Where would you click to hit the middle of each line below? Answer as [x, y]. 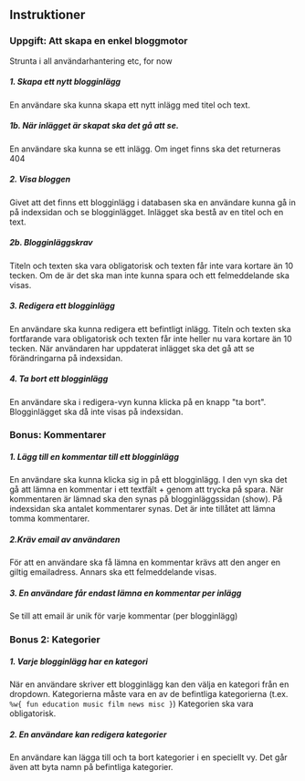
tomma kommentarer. [50, 518]
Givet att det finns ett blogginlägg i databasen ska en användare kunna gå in [153, 202]
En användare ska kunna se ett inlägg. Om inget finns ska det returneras [145, 149]
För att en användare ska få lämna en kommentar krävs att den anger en [145, 562]
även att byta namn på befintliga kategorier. [91, 767]
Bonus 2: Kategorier [55, 640]
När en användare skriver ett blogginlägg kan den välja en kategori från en [149, 684]
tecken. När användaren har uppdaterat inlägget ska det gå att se [132, 348]
